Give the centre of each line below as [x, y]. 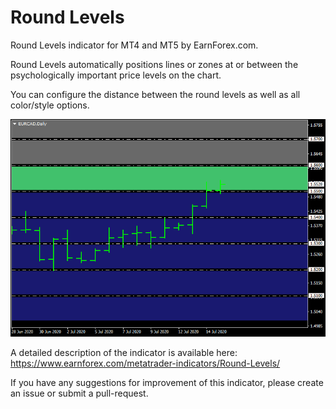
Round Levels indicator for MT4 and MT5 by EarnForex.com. [134, 45]
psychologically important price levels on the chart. [116, 75]
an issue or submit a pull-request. [79, 393]
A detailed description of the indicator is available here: [124, 352]
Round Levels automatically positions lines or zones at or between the [154, 64]
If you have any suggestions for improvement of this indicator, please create [167, 382]
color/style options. [50, 105]
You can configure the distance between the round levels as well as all [155, 94]
